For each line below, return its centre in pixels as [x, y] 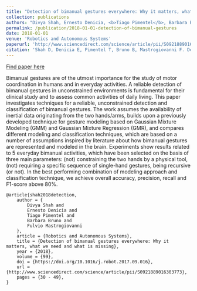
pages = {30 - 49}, [40, 277]
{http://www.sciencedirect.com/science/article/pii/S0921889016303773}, [97, 272]
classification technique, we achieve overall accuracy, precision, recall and [96, 178]
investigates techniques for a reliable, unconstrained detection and [87, 103]
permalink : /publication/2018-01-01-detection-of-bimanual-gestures [91, 28]
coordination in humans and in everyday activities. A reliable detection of [94, 84]
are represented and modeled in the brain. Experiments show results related [98, 146]
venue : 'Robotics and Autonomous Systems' [59, 39]
